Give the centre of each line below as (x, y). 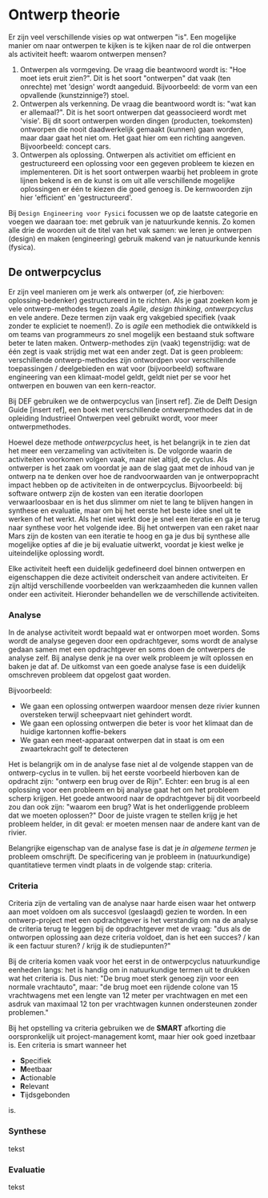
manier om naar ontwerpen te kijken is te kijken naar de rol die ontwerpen (130, 45)
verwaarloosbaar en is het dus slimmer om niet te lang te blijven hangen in (131, 502)
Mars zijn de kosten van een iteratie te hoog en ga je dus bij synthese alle (129, 536)
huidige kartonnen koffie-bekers (73, 732)
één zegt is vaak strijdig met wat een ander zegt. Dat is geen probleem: (126, 351)
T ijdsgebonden (45, 1095)
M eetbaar (36, 1070)
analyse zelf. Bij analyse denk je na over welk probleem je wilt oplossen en (131, 658)
